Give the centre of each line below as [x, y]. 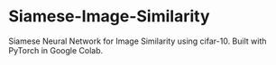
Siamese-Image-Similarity [109, 16]
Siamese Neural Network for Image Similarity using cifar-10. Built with [138, 41]
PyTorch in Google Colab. [56, 50]
